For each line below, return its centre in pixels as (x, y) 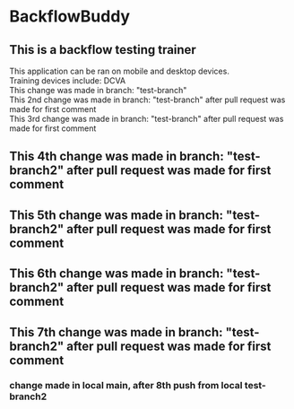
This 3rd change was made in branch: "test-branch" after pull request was (147, 119)
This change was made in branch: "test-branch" (98, 90)
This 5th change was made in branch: (117, 215)
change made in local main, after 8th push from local (126, 386)
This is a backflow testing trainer (103, 50)
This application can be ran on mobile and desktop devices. (120, 71)
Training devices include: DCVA (68, 81)
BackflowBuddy (70, 17)
